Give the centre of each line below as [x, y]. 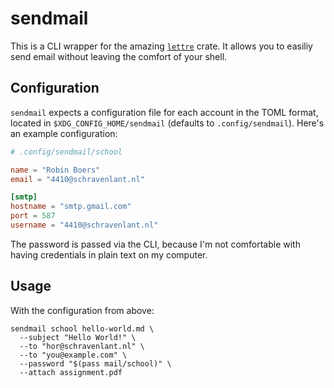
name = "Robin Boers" [55, 170]
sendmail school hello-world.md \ [82, 328]
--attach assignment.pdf [71, 372]
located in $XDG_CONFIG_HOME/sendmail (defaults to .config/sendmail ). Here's [167, 123]
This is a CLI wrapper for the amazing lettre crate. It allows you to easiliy [161, 46]
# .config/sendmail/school [66, 152]
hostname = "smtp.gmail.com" [71, 207]
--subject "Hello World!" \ [78, 337]
